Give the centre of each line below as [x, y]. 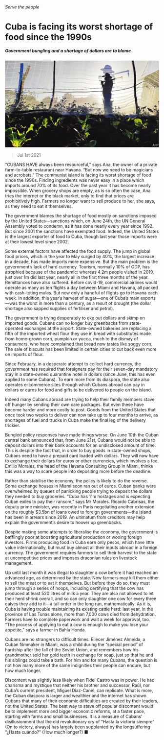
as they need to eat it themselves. [39, 206]
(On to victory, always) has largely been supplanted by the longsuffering [78, 727]
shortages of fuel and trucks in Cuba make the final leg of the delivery [75, 420]
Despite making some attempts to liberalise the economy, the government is [82, 532]
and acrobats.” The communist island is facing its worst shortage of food [78, 175]
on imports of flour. [24, 355]
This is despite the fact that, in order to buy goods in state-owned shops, [78, 451]
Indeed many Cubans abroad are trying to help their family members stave [80, 400]
